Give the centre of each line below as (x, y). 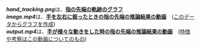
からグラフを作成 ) (33, 24)
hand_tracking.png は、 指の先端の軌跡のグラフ (65, 9)
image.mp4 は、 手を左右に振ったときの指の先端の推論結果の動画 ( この (95, 17)
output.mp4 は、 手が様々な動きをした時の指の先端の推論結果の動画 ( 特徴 (98, 31)
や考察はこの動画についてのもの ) (46, 39)
